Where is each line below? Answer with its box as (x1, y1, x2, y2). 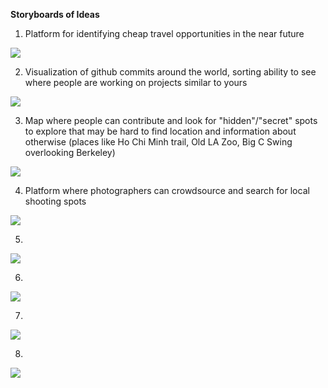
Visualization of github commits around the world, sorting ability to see (24, 66, 317, 78)
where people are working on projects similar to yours (24, 77, 248, 88)
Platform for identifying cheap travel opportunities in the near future (24, 28, 305, 39)
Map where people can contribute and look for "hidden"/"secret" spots (24, 115, 318, 126)
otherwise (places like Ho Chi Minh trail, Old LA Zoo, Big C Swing (24, 136, 293, 148)
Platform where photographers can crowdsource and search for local (24, 185, 310, 196)
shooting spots (24, 195, 87, 207)
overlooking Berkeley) (24, 147, 116, 158)
